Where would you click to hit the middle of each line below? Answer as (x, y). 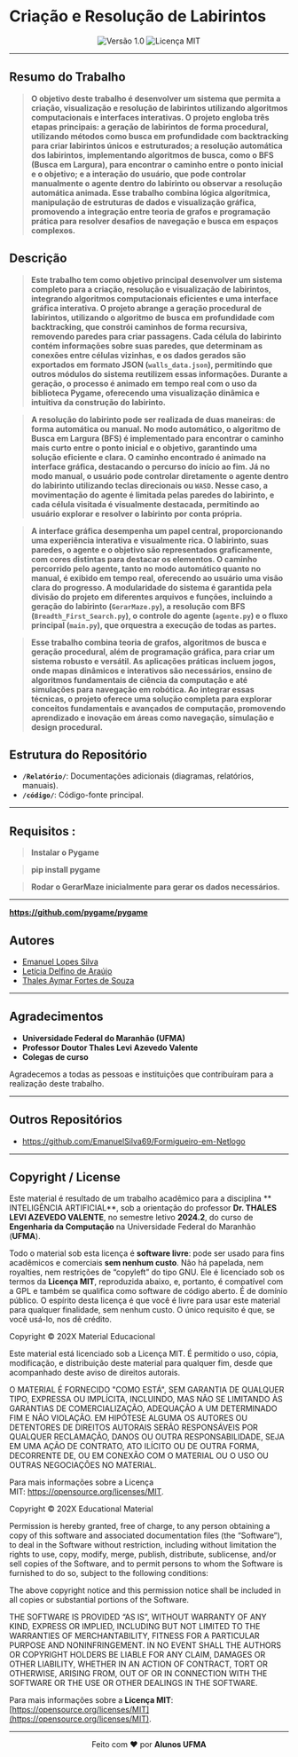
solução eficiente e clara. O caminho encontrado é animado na (149, 457)
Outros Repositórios (66, 1120)
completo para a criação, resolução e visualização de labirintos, (151, 289)
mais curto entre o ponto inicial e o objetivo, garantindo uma (144, 447)
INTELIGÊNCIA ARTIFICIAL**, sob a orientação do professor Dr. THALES (143, 1208)
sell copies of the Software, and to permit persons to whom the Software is (146, 1564)
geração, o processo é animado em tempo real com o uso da (144, 383)
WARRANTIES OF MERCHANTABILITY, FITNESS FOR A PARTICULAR (134, 1636)
